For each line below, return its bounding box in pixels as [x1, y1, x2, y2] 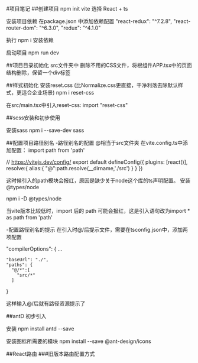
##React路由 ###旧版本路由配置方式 [6, 351, 95, 357]
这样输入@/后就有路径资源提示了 [6, 300, 86, 307]
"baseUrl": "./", [6, 257, 49, 262]
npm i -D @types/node [6, 195, 62, 202]
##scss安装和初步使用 [6, 114, 60, 121]
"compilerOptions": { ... [6, 245, 63, 252]
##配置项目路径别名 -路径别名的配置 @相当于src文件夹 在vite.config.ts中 [6, 140, 183, 146]
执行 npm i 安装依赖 [6, 37, 54, 43]
